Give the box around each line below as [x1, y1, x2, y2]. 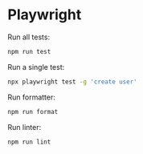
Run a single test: [7, 62, 65, 71]
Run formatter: [7, 92, 55, 102]
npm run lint [7, 138, 51, 146]
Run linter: [7, 122, 42, 132]
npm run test [7, 47, 51, 55]
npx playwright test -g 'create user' [7, 78, 137, 86]
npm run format [7, 107, 59, 115]
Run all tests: [7, 32, 50, 42]
